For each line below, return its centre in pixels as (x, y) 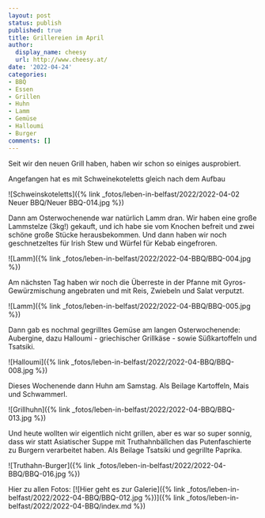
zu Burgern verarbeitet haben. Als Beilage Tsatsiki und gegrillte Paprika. (125, 450)
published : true (35, 30)
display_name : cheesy (51, 52)
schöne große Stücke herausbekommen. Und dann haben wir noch (117, 234)
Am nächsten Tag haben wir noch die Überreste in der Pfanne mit (115, 282)
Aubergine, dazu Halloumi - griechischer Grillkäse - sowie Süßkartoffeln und (132, 338)
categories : (28, 74)
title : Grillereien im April (56, 38)
